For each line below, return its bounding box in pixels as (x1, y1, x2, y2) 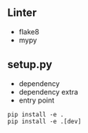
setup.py (7, 58, 53, 71)
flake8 (18, 27, 40, 36)
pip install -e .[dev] (7, 117, 82, 125)
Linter (7, 6, 37, 20)
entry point (18, 95, 55, 105)
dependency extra (18, 87, 79, 96)
